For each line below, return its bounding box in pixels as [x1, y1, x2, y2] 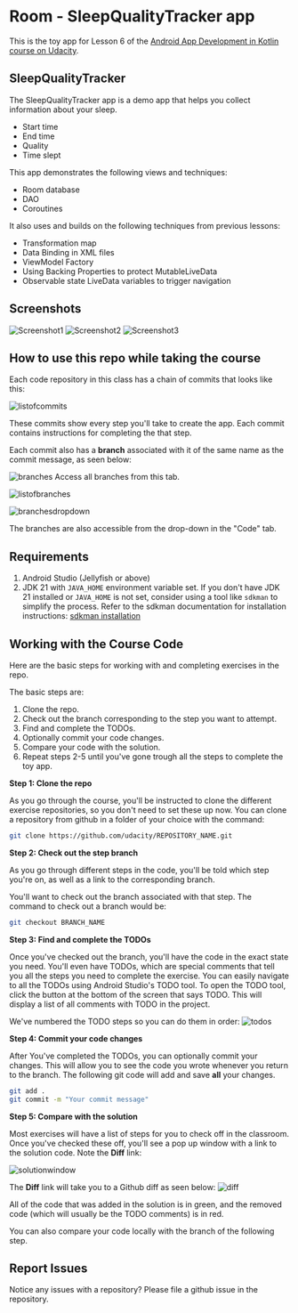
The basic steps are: [9, 687, 85, 697]
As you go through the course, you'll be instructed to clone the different [9, 795, 272, 806]
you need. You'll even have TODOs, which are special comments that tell [9, 960, 276, 971]
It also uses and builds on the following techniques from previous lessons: [9, 220, 280, 231]
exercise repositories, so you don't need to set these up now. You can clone [9, 805, 287, 815]
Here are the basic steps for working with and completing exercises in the [9, 661, 280, 670]
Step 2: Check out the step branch [9, 847, 139, 858]
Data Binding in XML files [21, 247, 115, 257]
